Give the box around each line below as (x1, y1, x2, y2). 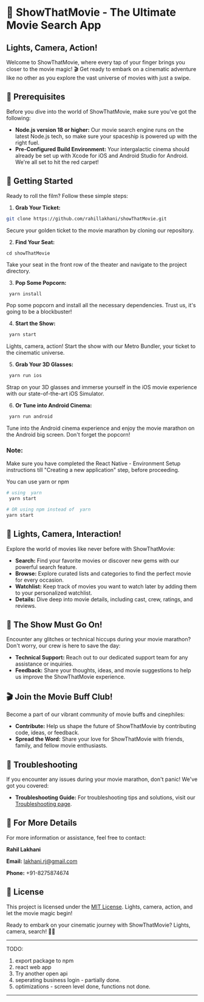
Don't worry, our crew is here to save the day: (6, 642, 121, 649)
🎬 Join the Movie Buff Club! (6, 692, 113, 702)
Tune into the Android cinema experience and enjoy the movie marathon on (6, 424, 195, 432)
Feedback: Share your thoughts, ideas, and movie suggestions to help (15, 667, 191, 674)
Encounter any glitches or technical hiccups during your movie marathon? (6, 636, 191, 643)
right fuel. (15, 139, 40, 146)
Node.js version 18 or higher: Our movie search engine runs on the (15, 126, 184, 133)
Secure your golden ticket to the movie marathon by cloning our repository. (6, 227, 194, 234)
